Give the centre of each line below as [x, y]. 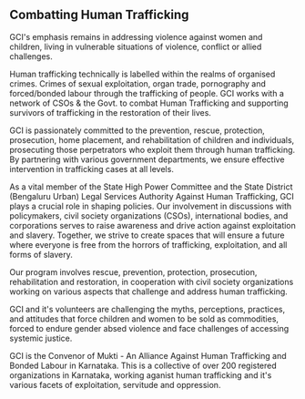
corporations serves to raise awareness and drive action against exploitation [152, 225]
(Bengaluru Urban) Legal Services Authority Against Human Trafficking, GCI [152, 196]
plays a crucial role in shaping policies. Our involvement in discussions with [151, 206]
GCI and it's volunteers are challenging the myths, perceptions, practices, [147, 309]
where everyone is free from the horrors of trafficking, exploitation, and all [148, 244]
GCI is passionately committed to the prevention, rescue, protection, [137, 130]
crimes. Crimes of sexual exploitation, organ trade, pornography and [138, 83]
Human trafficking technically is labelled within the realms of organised [142, 74]
